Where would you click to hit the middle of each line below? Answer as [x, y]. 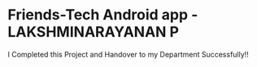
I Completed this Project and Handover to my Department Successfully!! [128, 54]
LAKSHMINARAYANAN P [94, 32]
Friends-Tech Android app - [103, 15]
